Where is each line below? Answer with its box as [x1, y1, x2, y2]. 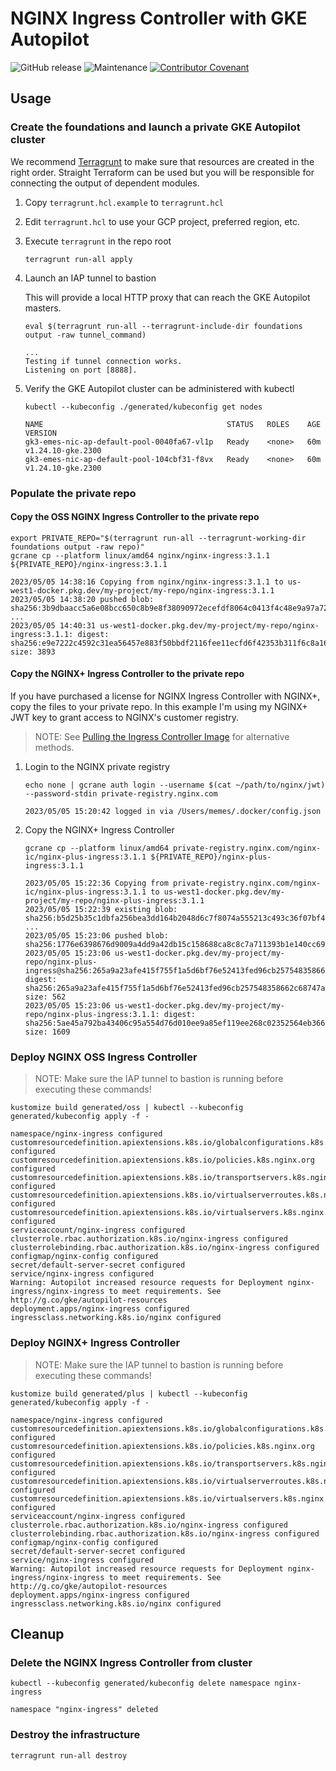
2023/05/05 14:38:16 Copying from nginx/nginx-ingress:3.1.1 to [10, 577, 284, 587]
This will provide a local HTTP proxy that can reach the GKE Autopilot [24, 291, 311, 303]
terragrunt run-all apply [24, 254, 133, 264]
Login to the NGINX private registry [24, 760, 170, 772]
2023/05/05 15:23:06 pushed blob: [24, 930, 169, 941]
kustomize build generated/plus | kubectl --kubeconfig [10, 1388, 248, 1399]
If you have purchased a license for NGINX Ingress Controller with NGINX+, [10, 690, 321, 702]
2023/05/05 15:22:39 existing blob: [24, 904, 178, 914]
